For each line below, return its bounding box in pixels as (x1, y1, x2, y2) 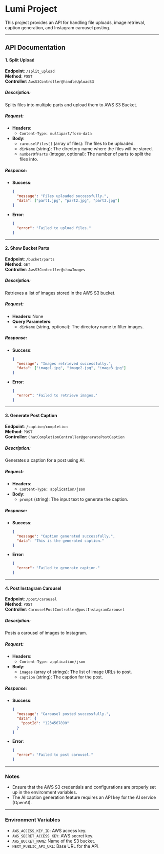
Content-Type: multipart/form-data (19, 131, 92, 136)
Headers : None (12, 313, 43, 319)
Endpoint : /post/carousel (5, 596, 57, 602)
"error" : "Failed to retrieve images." (17, 393, 98, 398)
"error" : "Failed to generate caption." (17, 566, 100, 571)
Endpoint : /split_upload (5, 68, 55, 74)
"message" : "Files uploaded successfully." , (17, 194, 109, 199)
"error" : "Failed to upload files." (17, 225, 91, 230)
